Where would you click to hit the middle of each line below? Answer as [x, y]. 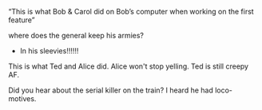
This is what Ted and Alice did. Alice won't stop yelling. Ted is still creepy [129, 66]
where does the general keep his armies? [76, 35]
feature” [22, 20]
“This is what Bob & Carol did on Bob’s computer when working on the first [131, 12]
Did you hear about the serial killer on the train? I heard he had [111, 90]
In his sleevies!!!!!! [49, 51]
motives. [22, 98]
